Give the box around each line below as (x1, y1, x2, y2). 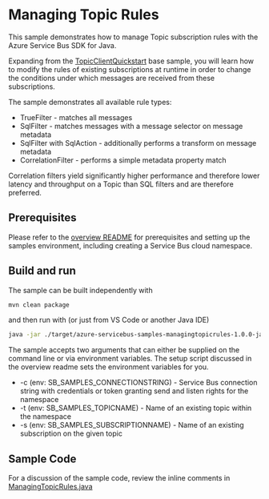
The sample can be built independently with (8, 285, 154, 295)
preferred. (8, 187, 42, 197)
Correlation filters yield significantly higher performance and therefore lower (8, 171, 260, 180)
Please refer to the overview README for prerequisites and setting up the (8, 232, 251, 242)
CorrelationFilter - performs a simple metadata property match (19, 155, 227, 165)
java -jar (8, 331, 42, 339)
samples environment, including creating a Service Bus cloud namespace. (8, 240, 253, 250)
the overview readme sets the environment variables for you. (8, 362, 210, 372)
